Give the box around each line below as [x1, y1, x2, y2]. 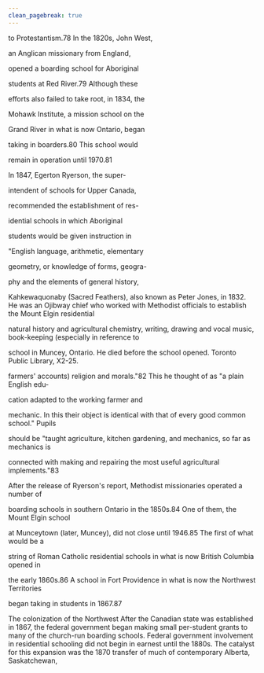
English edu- [8, 379, 49, 389]
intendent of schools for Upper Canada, [8, 186, 137, 195]
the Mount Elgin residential [8, 308, 95, 318]
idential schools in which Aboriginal [8, 215, 123, 225]
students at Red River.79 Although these [8, 79, 138, 88]
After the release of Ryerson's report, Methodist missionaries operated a [8, 480, 243, 490]
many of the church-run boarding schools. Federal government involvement [8, 631, 254, 640]
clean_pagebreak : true [8, 11, 82, 20]
